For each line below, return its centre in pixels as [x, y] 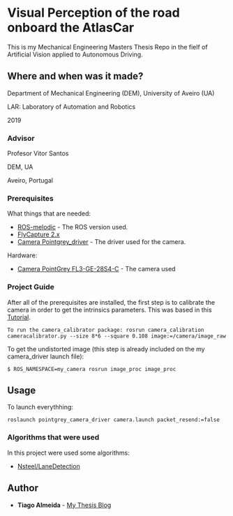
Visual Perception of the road [93, 13]
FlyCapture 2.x [39, 234]
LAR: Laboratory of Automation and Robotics [72, 107]
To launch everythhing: [40, 407]
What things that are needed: [49, 213]
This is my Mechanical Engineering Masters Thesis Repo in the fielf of [107, 47]
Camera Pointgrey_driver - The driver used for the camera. [102, 242]
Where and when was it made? [75, 76]
